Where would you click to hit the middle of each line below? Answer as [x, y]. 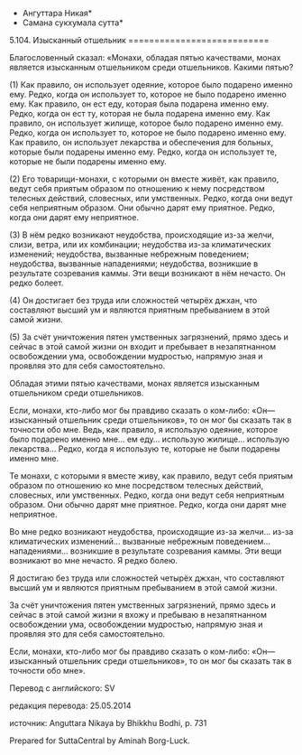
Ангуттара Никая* [57, 13]
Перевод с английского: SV [62, 688]
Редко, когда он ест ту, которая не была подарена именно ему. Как [140, 113]
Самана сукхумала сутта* [73, 23]
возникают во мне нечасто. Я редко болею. [94, 560]
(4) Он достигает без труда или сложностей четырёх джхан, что [133, 300]
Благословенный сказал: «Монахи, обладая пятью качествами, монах [145, 57]
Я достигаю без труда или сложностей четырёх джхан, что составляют [147, 578]
